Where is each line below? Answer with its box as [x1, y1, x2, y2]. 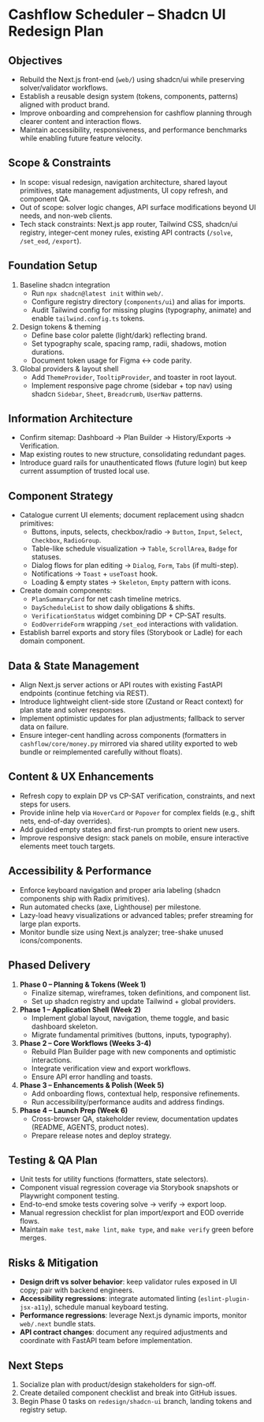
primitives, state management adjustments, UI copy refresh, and [19, 186, 229, 195]
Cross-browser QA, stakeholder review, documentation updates [31, 1114, 239, 1123]
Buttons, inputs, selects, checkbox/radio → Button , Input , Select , [31, 527, 243, 536]
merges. [19, 1233, 47, 1243]
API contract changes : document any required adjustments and [19, 1327, 228, 1337]
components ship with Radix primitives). [19, 893, 150, 903]
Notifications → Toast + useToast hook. [31, 569, 158, 578]
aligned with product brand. [19, 100, 110, 109]
